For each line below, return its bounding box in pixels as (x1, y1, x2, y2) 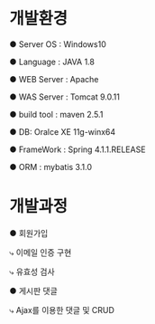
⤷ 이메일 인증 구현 (9, 246, 72, 258)
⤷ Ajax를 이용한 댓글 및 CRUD (9, 304, 114, 315)
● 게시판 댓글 (9, 285, 59, 296)
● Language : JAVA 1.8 (9, 56, 95, 67)
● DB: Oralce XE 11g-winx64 (9, 126, 116, 137)
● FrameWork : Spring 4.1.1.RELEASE (9, 144, 146, 155)
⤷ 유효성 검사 (9, 266, 56, 277)
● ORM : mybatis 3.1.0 (9, 161, 93, 172)
